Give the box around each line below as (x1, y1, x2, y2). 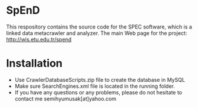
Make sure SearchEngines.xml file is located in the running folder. (14, 82, 175, 90)
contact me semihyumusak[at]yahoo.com (14, 95, 117, 102)
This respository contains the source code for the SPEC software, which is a (6, 23, 193, 30)
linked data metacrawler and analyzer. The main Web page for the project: (6, 29, 187, 36)
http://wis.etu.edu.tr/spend (6, 36, 72, 43)
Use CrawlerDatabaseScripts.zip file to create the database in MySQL (14, 76, 186, 83)
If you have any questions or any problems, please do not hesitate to (14, 88, 183, 96)
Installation (6, 57, 63, 70)
